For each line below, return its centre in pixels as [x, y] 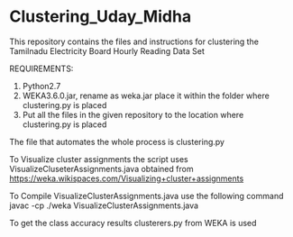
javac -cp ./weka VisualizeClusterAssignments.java [104, 205]
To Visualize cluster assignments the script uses [99, 159]
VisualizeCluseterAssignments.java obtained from [101, 169]
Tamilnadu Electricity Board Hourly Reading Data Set [107, 50]
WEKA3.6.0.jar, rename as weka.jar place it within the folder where [146, 96]
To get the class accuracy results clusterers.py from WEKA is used [133, 223]
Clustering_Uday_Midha [101, 17]
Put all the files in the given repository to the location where [133, 114]
